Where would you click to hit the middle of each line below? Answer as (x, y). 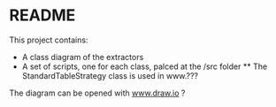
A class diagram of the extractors (83, 57)
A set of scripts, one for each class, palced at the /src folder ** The (145, 66)
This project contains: (49, 40)
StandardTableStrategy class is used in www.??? (110, 75)
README (42, 15)
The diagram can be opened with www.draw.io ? (97, 93)
